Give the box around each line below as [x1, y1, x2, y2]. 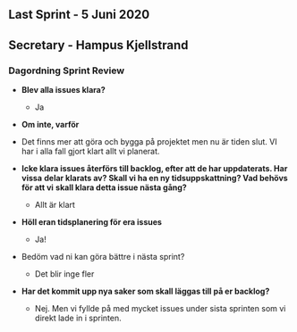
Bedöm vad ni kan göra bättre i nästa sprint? [21, 252, 185, 262]
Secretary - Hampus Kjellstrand [8, 37, 189, 53]
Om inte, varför [21, 120, 80, 130]
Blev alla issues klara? [21, 85, 106, 95]
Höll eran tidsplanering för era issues [21, 217, 163, 228]
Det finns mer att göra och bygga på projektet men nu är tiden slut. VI [21, 137, 278, 147]
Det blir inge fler [34, 269, 95, 279]
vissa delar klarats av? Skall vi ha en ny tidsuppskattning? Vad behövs [21, 173, 288, 184]
